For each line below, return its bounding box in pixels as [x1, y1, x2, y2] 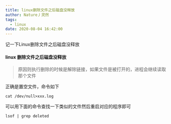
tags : [5, 17, 17, 22]
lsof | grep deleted [5, 114, 50, 119]
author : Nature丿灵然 [5, 12, 49, 17]
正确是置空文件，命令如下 [5, 84, 59, 90]
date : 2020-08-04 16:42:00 [5, 27, 63, 32]
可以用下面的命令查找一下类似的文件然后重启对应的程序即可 [5, 104, 131, 110]
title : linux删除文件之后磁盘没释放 [5, 7, 75, 13]
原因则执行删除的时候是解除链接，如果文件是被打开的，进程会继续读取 [17, 66, 166, 72]
